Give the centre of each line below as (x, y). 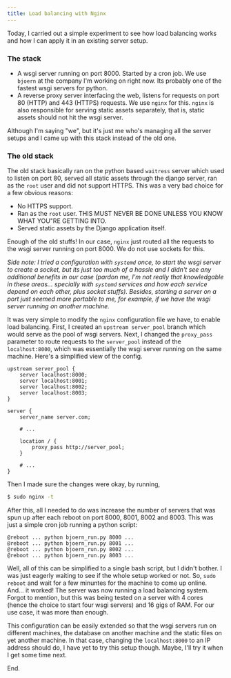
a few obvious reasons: (40, 193)
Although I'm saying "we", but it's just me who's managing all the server (109, 130)
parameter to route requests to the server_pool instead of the (94, 341)
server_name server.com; (55, 417)
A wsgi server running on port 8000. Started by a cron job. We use (112, 73)
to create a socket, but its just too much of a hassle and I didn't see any (109, 270)
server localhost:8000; (54, 375)
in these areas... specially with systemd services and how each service (107, 284)
